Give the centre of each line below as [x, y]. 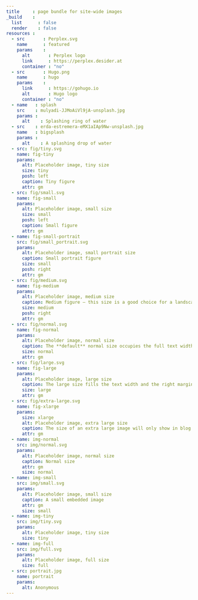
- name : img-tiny [33, 516]
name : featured [43, 45]
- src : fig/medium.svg [39, 280]
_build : [21, 17]
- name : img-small [34, 478]
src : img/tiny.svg [39, 522]
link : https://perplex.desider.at [72, 61]
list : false [34, 22]
